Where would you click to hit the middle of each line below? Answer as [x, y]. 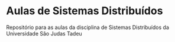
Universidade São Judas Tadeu [44, 33]
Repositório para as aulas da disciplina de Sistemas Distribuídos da [88, 27]
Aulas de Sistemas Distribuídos [85, 11]
